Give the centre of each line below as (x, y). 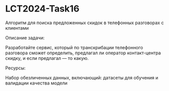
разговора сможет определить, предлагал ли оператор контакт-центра (83, 53)
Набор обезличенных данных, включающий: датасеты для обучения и (82, 77)
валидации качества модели (36, 83)
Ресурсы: (15, 68)
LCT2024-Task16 (42, 9)
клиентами (17, 28)
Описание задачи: (25, 38)
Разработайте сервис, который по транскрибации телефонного (74, 47)
